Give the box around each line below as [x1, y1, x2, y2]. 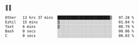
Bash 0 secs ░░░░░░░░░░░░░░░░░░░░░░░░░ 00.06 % [5, 29, 134, 33]
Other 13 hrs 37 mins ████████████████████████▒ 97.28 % [5, 15, 134, 20]
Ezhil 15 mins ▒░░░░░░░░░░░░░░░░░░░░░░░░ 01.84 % [5, 20, 134, 25]
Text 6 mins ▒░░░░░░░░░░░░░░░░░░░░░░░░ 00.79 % [5, 24, 134, 29]
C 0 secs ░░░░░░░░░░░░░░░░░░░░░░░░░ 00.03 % [5, 33, 134, 38]
